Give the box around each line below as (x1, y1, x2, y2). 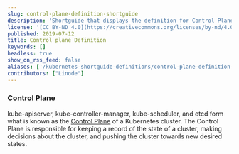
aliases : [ (7, 63, 40, 70)
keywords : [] (7, 43, 46, 50)
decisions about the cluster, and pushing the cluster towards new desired (7, 132, 223, 141)
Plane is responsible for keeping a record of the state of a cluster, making (7, 124, 223, 133)
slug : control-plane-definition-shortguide (7, 10, 139, 18)
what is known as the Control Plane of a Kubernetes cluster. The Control (7, 116, 219, 125)
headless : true (7, 50, 53, 57)
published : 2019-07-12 (7, 30, 75, 38)
